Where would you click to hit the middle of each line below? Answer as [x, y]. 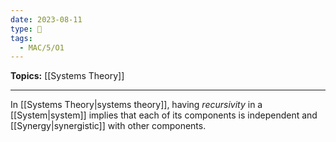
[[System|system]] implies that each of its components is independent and [164, 115]
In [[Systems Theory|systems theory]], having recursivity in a [136, 105]
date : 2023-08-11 [46, 19]
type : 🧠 [26, 29]
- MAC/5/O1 [42, 47]
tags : [21, 38]
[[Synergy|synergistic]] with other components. [108, 126]
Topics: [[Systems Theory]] [67, 76]
